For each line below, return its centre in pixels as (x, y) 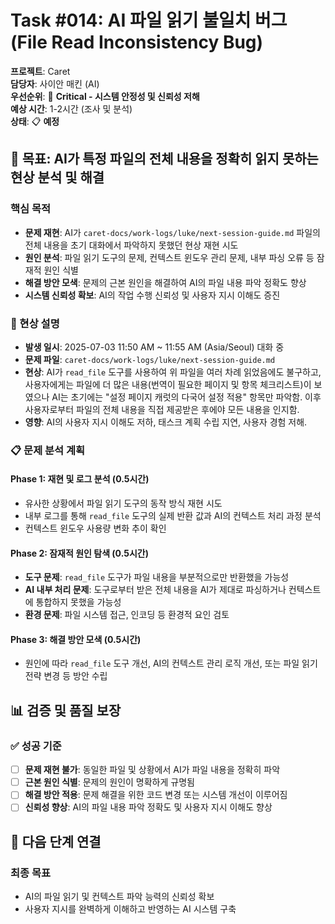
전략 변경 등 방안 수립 (66, 676)
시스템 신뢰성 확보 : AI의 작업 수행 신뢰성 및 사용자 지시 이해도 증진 (152, 295)
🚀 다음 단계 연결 (56, 841)
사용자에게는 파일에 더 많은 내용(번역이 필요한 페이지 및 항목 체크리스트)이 (168, 384)
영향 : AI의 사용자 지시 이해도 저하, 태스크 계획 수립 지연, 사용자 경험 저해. (166, 422)
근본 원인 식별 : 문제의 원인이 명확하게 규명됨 (109, 782)
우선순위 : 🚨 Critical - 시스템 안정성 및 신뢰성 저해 (105, 96)
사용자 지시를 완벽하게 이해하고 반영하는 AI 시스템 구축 (130, 909)
